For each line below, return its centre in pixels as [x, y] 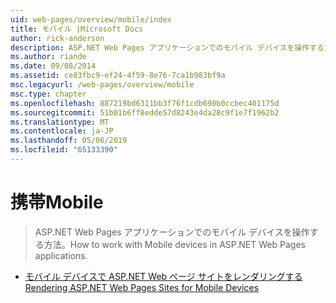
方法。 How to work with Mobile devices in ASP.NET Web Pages [174, 244]
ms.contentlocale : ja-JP [62, 131]
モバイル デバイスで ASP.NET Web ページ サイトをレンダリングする [163, 276]
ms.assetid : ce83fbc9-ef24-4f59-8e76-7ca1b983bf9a [118, 76]
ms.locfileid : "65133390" [64, 150]
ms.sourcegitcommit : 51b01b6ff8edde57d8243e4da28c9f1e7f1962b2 [145, 112]
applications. [61, 255]
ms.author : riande [48, 57]
